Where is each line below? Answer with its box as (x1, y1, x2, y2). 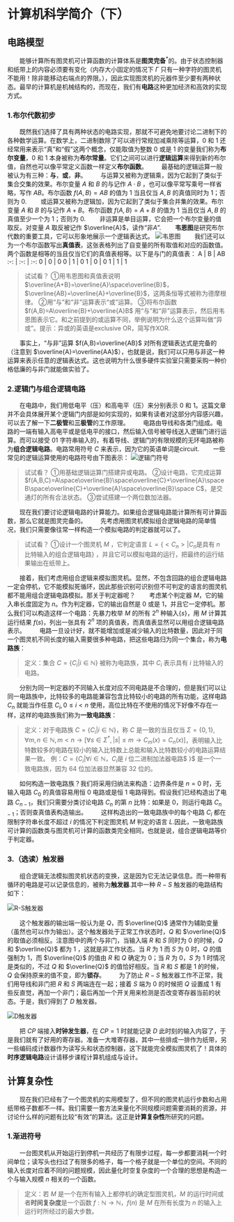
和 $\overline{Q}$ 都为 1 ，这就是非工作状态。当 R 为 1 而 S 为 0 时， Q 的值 (7, 945, 222, 953)
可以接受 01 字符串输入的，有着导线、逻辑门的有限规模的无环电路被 (25, 436, 219, 445)
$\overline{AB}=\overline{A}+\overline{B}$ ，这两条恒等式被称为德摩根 (24, 289, 226, 297)
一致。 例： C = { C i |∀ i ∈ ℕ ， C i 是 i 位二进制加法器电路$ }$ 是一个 (30, 754, 216, 764)
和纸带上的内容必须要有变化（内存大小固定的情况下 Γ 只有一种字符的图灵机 (7, 65, 221, 73)
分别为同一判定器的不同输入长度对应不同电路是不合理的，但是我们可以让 (19, 684, 227, 692)
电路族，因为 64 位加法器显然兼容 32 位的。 (30, 765, 157, 772)
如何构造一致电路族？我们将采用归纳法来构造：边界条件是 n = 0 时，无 (19, 779, 221, 788)
